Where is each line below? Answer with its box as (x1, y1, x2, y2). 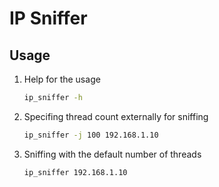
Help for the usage (23, 73, 101, 85)
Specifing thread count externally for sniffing (23, 110, 209, 122)
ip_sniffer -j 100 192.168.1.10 (23, 130, 159, 140)
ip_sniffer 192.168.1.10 (23, 167, 128, 177)
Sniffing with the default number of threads (23, 148, 202, 160)
